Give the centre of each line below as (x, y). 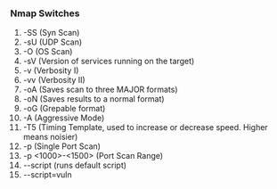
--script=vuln (47, 175)
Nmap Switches (45, 13)
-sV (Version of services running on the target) (109, 62)
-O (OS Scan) (48, 52)
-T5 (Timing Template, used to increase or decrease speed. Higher (145, 127)
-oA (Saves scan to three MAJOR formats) (100, 90)
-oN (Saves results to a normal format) (94, 99)
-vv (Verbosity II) (54, 80)
